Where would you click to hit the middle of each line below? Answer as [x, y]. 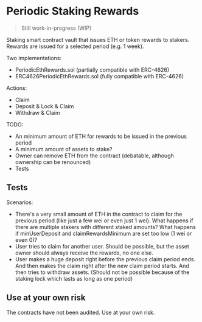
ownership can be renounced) [53, 162]
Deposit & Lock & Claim [44, 106]
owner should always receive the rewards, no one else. [84, 253]
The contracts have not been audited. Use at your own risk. [81, 312]
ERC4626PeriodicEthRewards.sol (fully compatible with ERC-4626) [99, 76]
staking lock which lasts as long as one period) [74, 278]
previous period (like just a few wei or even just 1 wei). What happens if [104, 221]
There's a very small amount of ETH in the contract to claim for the [99, 214]
